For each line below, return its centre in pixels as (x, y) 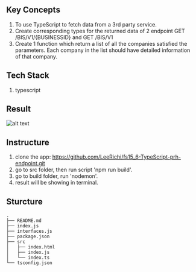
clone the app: (33, 157)
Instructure (28, 142)
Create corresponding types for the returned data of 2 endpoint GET (100, 31)
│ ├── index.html (31, 247)
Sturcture (25, 201)
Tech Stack (28, 76)
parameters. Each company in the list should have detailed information (103, 50)
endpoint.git (30, 163)
